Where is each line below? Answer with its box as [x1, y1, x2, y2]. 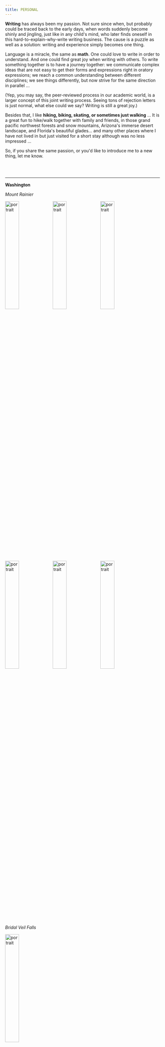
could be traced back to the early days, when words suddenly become [5, 26, 148, 32]
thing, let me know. [5, 153, 44, 159]
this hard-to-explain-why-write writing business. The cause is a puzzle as [5, 36, 155, 42]
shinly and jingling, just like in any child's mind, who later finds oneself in [5, 31, 152, 37]
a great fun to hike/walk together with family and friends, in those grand [5, 117, 151, 123]
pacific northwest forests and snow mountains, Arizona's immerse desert [5, 122, 154, 128]
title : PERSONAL [5, 7, 38, 12]
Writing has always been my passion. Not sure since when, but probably [5, 21, 152, 27]
